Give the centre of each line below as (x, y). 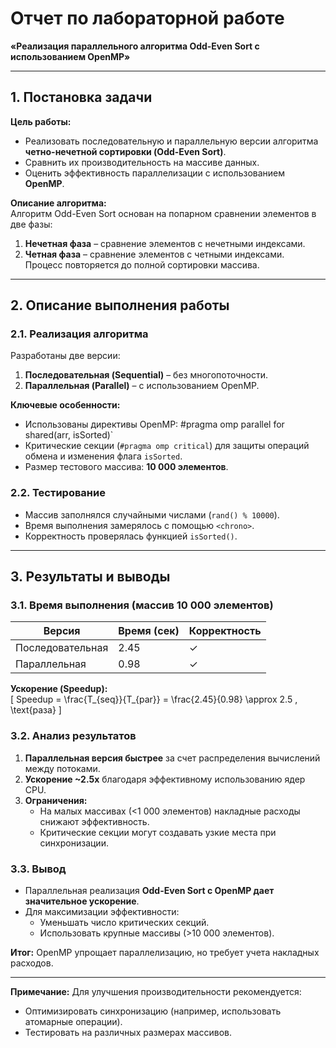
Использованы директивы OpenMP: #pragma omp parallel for (154, 424)
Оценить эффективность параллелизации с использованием (155, 173)
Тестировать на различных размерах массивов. (128, 1033)
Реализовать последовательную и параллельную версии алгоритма (171, 141)
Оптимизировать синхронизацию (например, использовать (153, 1011)
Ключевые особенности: (65, 405)
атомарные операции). (73, 1022)
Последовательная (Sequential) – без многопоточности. (146, 375)
